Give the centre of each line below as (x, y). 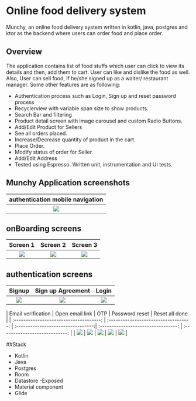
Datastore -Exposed (39, 381)
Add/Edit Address (36, 158)
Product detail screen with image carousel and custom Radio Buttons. (98, 121)
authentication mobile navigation (56, 199)
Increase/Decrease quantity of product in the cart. (75, 140)
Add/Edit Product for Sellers (48, 127)
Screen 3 (85, 245)
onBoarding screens (44, 228)
